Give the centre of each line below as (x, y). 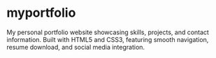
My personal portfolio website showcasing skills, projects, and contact (108, 32)
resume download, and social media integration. (75, 47)
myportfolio (41, 13)
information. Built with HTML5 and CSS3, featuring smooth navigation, (108, 39)
